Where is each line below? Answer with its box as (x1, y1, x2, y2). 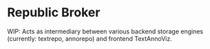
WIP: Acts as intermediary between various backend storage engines (7, 27, 204, 35)
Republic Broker (7, 5, 101, 20)
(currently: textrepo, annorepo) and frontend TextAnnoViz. (7, 34, 172, 42)
